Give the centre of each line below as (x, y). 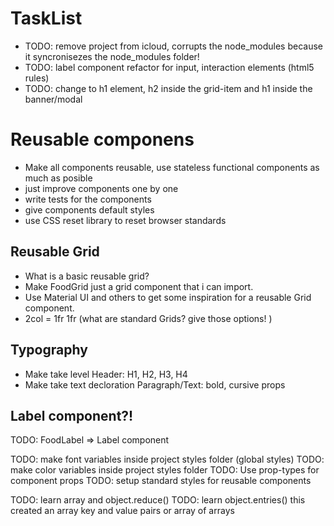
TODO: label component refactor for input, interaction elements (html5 (169, 67)
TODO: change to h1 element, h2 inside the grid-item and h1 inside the (168, 88)
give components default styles (89, 209)
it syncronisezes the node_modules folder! (112, 56)
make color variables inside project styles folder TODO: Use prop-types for (165, 470)
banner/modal (53, 99)
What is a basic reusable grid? (87, 276)
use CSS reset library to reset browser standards (125, 220)
